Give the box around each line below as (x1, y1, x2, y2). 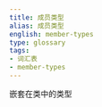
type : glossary (9, 37, 66, 47)
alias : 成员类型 (9, 21, 64, 30)
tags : (9, 46, 30, 55)
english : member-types (9, 29, 94, 38)
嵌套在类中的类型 (9, 88, 72, 99)
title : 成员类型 (9, 12, 64, 22)
